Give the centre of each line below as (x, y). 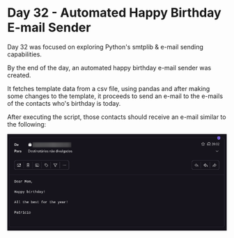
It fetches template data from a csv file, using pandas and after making (109, 88)
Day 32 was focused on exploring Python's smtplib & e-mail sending (106, 47)
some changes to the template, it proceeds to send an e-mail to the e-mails (115, 96)
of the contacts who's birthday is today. (64, 103)
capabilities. (24, 54)
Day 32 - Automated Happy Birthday (114, 13)
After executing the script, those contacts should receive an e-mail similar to (117, 117)
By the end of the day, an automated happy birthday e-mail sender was (109, 68)
